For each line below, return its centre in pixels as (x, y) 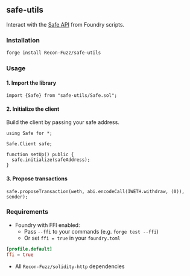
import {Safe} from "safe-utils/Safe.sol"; (62, 96)
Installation (23, 40)
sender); (17, 197)
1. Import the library (31, 83)
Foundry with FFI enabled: (47, 225)
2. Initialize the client (33, 109)
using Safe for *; (29, 133)
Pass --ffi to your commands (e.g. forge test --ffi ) (91, 231)
